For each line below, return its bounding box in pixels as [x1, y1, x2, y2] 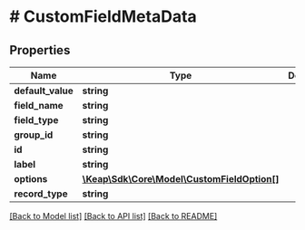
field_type [14, 114, 59, 126]
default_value [14, 84, 74, 97]
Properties [9, 43, 71, 58]
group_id [14, 129, 54, 141]
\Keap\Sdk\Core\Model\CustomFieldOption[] [82, 173, 280, 185]
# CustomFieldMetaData [9, 6, 197, 27]
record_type [14, 187, 68, 200]
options [14, 173, 48, 185]
